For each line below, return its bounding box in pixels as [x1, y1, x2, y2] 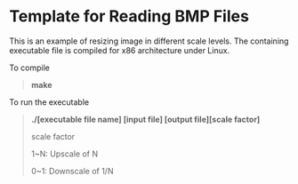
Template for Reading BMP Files [9, 6, 249, 27]
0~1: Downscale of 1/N [30, 165, 114, 176]
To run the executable [9, 96, 90, 108]
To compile [9, 62, 51, 73]
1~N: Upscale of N [30, 148, 99, 159]
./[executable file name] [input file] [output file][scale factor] [30, 114, 261, 124]
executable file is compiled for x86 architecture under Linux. [9, 44, 230, 55]
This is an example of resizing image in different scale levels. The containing [9, 36, 289, 46]
